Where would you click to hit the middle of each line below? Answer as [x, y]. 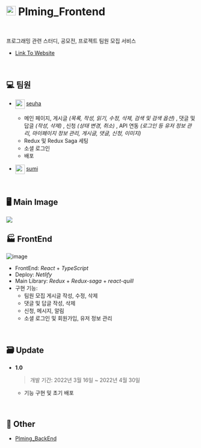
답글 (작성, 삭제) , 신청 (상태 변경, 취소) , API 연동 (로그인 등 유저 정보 [104, 125]
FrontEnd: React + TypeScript [52, 268]
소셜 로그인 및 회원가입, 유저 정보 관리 [68, 318]
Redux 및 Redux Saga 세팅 [56, 140]
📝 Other [21, 424]
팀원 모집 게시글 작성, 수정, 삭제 [61, 296]
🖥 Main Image [32, 202]
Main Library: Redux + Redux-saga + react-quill [74, 281]
